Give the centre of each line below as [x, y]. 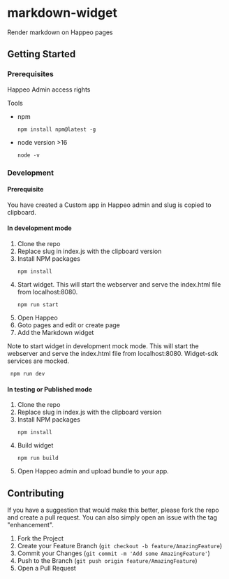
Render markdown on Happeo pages [60, 32]
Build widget [35, 445]
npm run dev [28, 373]
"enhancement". [31, 524]
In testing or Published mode [50, 389]
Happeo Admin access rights [49, 90]
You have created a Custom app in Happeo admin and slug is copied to [109, 205]
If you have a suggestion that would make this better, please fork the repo [113, 510]
